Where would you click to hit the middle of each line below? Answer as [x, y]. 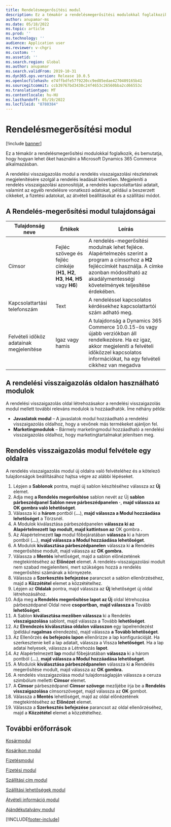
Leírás [126, 229]
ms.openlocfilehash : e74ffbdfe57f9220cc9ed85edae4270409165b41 [74, 81]
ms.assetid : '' [22, 57]
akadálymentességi [112, 279]
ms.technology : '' [25, 39]
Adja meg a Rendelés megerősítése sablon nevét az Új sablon [79, 497]
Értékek [70, 229]
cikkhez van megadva [115, 365]
